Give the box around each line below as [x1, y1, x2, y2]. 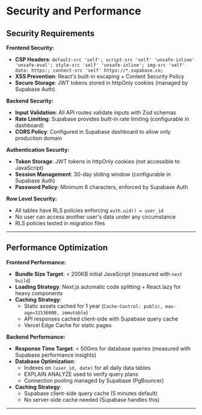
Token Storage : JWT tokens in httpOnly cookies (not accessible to [14, 158, 180, 165]
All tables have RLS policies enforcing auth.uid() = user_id [14, 207, 164, 214]
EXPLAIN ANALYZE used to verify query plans [23, 370, 138, 378]
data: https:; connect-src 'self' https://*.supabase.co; [14, 67, 164, 73]
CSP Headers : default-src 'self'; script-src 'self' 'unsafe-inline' [14, 56, 195, 63]
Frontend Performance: [6, 258, 66, 266]
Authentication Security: [6, 146, 70, 153]
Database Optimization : [14, 357, 76, 365]
